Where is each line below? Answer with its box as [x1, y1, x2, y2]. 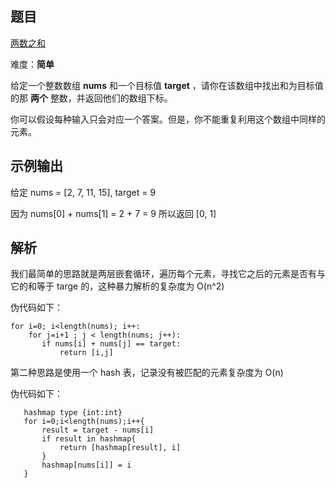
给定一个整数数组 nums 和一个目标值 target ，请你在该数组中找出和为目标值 [10, 79, 324, 91]
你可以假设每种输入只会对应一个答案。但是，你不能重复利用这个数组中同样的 [10, 113, 326, 125]
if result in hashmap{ [41, 434, 137, 444]
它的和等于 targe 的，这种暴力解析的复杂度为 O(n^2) [10, 280, 225, 292]
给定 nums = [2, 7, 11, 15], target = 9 [10, 186, 157, 198]
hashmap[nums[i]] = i [41, 460, 132, 471]
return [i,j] [59, 348, 114, 358]
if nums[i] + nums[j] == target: [41, 339, 182, 349]
